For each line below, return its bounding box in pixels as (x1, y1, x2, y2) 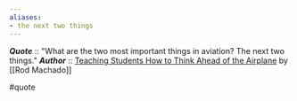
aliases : (9, 12, 42, 22)
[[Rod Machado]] (9, 64, 72, 75)
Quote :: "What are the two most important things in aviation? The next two (9, 45, 285, 56)
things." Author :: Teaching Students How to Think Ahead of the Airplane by (9, 55, 288, 66)
